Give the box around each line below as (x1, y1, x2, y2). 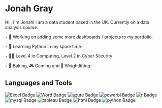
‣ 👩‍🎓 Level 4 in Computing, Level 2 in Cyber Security (5, 53, 113, 59)
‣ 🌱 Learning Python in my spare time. (5, 43, 83, 49)
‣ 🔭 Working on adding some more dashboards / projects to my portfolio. (5, 34, 153, 40)
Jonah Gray (5, 3, 53, 14)
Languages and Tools (5, 79, 72, 87)
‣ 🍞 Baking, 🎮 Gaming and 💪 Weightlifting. (5, 62, 92, 69)
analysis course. (5, 24, 38, 30)
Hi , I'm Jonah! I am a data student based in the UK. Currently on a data (5, 19, 150, 25)
